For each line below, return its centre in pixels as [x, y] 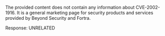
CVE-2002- [148, 7]
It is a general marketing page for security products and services [85, 13]
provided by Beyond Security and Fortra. [48, 18]
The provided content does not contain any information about [70, 7]
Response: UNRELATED [30, 28]
